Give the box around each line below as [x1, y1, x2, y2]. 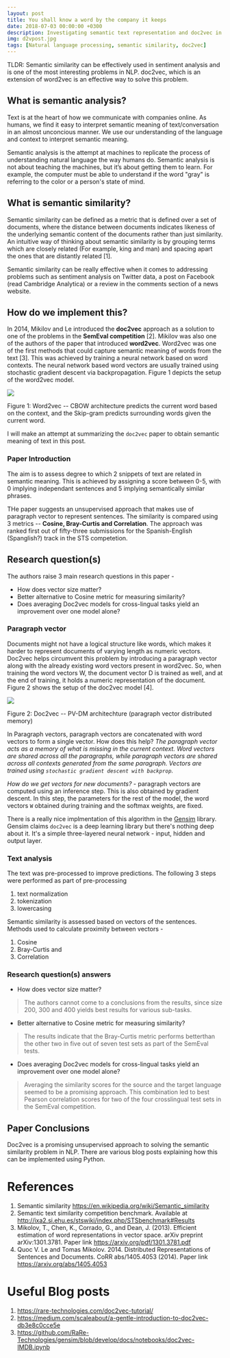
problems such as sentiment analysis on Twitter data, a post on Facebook [7, 272, 215, 281]
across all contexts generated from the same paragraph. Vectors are [7, 759, 202, 767]
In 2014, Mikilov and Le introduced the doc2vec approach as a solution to [7, 325, 215, 333]
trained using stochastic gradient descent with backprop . [7, 766, 173, 775]
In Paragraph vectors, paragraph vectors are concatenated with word [7, 730, 203, 738]
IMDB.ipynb [16, 1343, 50, 1351]
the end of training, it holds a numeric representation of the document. [7, 676, 206, 684]
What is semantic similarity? [7, 197, 131, 209]
